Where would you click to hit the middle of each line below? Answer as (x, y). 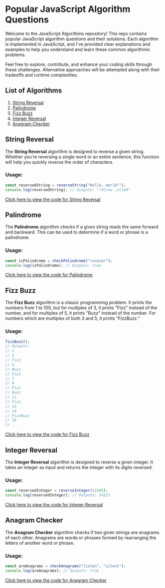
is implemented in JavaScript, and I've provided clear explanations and (78, 44)
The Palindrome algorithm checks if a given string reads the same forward (82, 227)
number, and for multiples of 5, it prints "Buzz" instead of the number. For (81, 313)
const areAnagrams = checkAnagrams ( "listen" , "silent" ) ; (66, 566)
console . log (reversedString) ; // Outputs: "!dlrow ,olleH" (68, 190)
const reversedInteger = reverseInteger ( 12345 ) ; (57, 491)
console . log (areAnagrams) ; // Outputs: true (52, 571)
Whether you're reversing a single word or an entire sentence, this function (82, 157)
